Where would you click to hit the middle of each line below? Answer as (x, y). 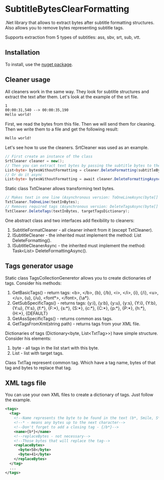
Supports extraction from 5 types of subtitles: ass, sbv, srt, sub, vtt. (73, 37)
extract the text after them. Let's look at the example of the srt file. (72, 97)
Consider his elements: (28, 338)
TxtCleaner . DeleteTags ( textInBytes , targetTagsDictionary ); (68, 211)
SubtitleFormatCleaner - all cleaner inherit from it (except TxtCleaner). (82, 230)
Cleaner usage (28, 80)
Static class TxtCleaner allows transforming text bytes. (60, 189)
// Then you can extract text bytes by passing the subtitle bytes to (78, 165)
